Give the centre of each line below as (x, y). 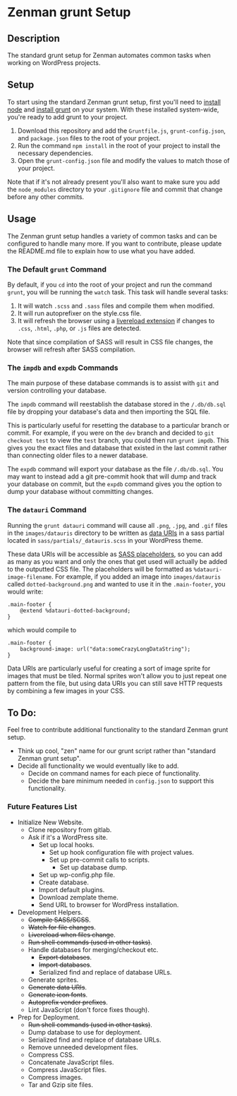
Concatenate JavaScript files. (71, 1062)
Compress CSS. (51, 1054)
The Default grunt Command (57, 269)
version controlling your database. (57, 391)
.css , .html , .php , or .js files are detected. (79, 328)
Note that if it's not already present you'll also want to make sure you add (114, 181)
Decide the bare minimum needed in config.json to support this (121, 781)
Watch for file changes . (62, 927)
